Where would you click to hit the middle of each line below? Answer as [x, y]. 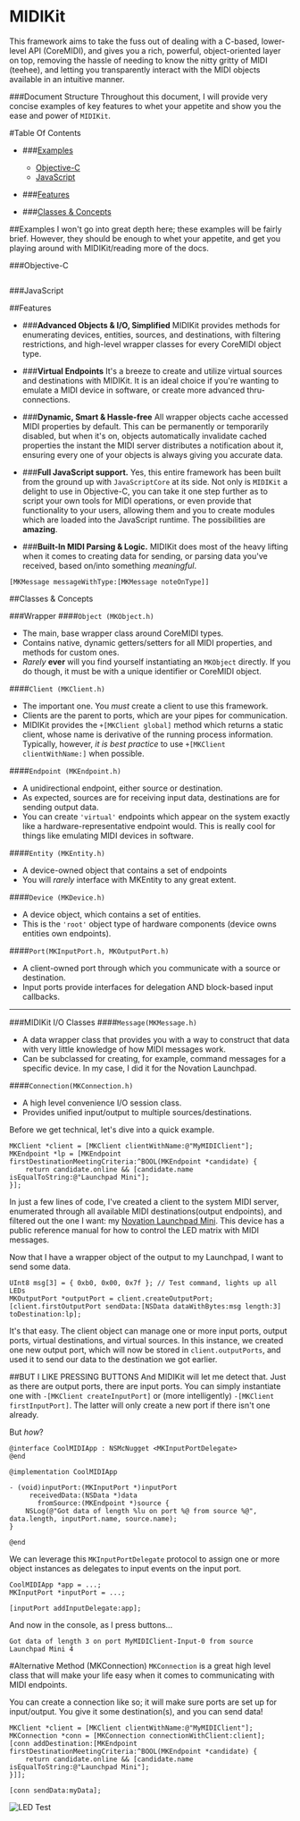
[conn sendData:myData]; [55, 1791]
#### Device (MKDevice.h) [57, 897]
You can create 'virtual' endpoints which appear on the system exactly [156, 817]
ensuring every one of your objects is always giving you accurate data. [152, 454]
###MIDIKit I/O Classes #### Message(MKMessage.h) [104, 1022]
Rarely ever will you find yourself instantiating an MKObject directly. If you [156, 661]
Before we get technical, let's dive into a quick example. [112, 1130]
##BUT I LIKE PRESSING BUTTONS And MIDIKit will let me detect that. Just [148, 1376]
